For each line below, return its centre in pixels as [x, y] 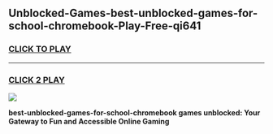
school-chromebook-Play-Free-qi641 [105, 26]
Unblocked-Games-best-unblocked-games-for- [133, 13]
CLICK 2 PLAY [37, 80]
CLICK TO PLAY [40, 50]
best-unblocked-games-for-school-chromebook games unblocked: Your [134, 112]
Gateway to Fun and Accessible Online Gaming [89, 121]
